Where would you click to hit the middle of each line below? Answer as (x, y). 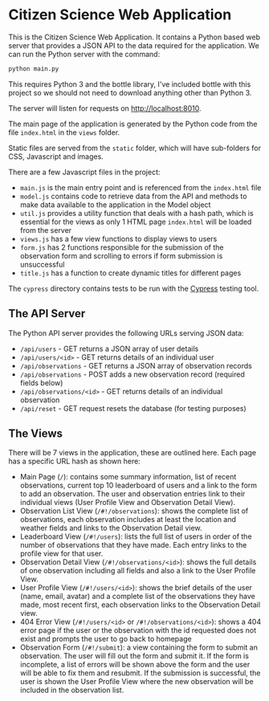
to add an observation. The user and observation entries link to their (132, 494)
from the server (46, 230)
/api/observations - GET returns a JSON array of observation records (136, 365)
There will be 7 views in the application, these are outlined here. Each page (132, 453)
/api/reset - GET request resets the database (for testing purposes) (133, 408)
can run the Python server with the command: (84, 54)
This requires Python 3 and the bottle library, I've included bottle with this (130, 84)
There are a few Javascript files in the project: (84, 172)
